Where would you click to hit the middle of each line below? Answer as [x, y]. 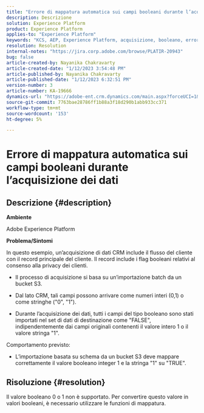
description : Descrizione [39, 18]
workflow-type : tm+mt [34, 108]
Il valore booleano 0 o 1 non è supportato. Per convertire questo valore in [97, 397]
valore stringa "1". [37, 333]
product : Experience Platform [45, 29]
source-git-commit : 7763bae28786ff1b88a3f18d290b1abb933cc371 [87, 102]
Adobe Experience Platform [41, 229]
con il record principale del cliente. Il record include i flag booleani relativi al [101, 259]
